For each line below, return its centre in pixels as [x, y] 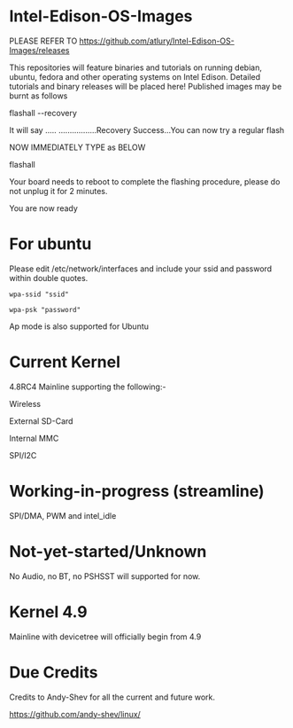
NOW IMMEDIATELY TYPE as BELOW [77, 147]
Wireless [25, 403]
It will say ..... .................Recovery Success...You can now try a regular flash [147, 129]
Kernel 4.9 [48, 611]
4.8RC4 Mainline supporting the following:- [88, 387]
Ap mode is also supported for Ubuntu [79, 326]
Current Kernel [65, 362]
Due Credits [54, 672]
